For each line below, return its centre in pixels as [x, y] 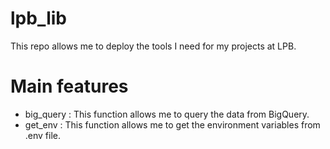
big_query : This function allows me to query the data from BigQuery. [167, 114]
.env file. [43, 135]
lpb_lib [38, 18]
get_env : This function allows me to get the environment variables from [172, 124]
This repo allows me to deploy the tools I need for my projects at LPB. [153, 46]
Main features [69, 86]
